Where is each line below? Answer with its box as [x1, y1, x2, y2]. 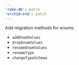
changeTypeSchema [12, 55, 47, 60]
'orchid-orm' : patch [5, 12, 47, 16]
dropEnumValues [12, 40, 43, 45]
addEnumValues [12, 35, 41, 40]
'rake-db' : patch [5, 7, 40, 12]
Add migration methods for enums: [5, 25, 75, 30]
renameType [12, 50, 34, 55]
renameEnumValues [12, 45, 47, 50]
